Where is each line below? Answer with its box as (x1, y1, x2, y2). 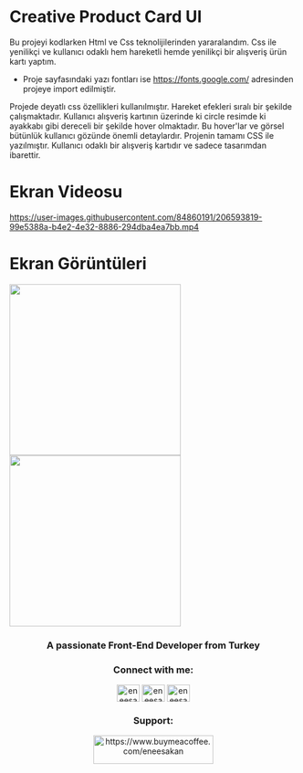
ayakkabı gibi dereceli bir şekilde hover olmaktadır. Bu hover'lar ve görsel (9, 120, 285, 131)
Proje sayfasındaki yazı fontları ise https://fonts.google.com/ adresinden (22, 73, 294, 84)
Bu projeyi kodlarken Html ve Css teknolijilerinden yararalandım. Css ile (9, 37, 277, 47)
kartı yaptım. (9, 56, 57, 67)
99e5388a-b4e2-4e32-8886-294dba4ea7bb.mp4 (9, 221, 199, 232)
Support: (133, 714, 173, 726)
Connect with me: (112, 663, 194, 676)
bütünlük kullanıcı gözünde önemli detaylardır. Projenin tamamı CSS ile (9, 130, 275, 141)
